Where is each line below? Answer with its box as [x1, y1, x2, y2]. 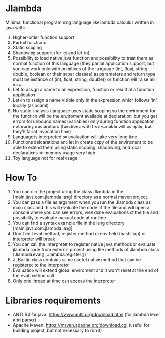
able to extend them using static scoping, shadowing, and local [12, 144, 141, 150]
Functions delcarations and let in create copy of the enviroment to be [12, 139, 153, 145]
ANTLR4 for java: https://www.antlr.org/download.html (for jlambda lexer [12, 311, 161, 317]
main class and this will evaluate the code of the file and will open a [12, 204, 150, 210]
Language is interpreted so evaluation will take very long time [12, 134, 137, 140]
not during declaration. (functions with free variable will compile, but [12, 123, 152, 129]
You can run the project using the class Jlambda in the [12, 188, 124, 194]
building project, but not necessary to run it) [12, 327, 102, 333]
